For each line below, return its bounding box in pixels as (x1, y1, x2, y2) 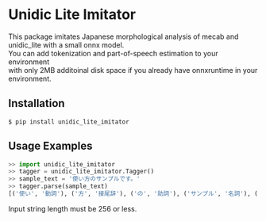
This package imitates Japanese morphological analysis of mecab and (8, 32, 239, 41)
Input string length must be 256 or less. (8, 204, 137, 213)
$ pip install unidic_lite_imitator (8, 117, 129, 126)
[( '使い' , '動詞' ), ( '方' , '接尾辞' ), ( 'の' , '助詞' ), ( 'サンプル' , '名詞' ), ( (8, 190, 258, 198)
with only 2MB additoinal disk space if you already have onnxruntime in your (8, 65, 258, 74)
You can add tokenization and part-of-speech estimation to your (8, 48, 218, 58)
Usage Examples (8, 139, 93, 153)
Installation (8, 97, 65, 110)
